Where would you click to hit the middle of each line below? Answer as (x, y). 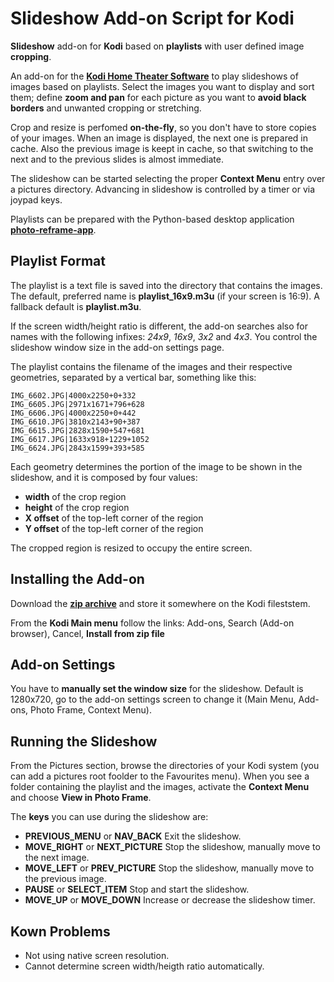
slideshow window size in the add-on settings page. (117, 347)
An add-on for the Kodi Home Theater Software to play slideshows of (154, 76)
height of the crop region (77, 507)
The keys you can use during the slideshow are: (109, 817)
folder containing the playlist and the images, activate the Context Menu (160, 787)
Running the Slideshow (84, 741)
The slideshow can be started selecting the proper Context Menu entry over (168, 178)
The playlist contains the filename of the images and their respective (151, 366)
